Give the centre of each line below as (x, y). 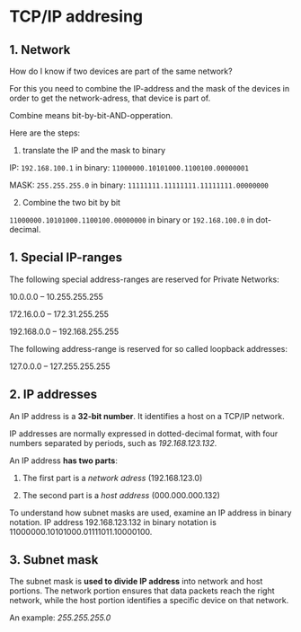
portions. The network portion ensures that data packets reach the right (142, 591)
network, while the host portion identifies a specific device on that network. (149, 601)
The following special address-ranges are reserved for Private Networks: (145, 279)
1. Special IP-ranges (66, 258)
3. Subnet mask (54, 560)
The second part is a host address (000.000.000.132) (121, 495)
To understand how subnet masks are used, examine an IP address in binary (150, 513)
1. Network (40, 50)
